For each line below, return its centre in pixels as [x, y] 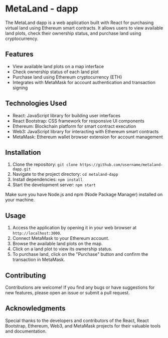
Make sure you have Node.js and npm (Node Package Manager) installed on [84, 195]
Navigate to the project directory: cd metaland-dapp [65, 174]
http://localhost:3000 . [37, 233]
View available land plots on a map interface [58, 66]
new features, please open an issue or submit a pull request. [68, 293]
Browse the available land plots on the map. [57, 244]
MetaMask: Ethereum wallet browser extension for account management [88, 137]
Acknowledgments [36, 308]
